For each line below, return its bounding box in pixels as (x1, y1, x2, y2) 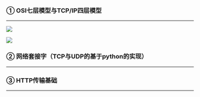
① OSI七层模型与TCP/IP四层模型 (6, 6, 102, 14)
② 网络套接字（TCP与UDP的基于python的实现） (6, 53, 148, 61)
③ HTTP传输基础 (6, 76, 58, 85)
